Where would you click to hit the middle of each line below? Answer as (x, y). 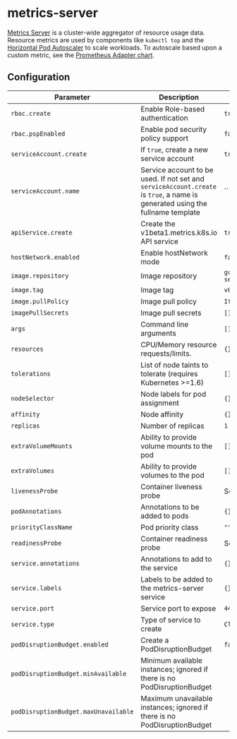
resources (27, 349)
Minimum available (172, 660)
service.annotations (45, 563)
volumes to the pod (172, 475)
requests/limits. (166, 353)
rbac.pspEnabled (38, 133)
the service (159, 567)
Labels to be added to (177, 579)
